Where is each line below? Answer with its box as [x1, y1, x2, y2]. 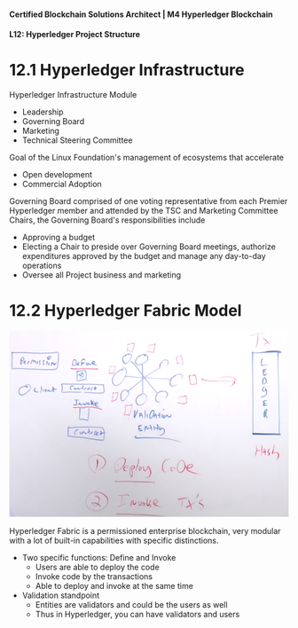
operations [21, 260, 62, 271]
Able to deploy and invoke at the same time [35, 580, 193, 591]
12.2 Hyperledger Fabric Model [9, 301, 242, 321]
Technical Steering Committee [21, 135, 133, 145]
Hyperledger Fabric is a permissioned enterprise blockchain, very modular [9, 525, 281, 536]
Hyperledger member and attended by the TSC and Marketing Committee [9, 206, 278, 216]
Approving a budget [21, 232, 96, 243]
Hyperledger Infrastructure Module [9, 90, 137, 100]
